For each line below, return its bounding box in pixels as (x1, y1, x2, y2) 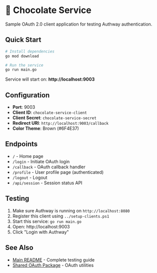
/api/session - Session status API (12, 180, 82, 186)
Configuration (5, 91, 50, 99)
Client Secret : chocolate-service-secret (12, 115, 96, 121)
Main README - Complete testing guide (12, 256, 95, 262)
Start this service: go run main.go (12, 218, 81, 224)
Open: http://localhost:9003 (12, 223, 70, 229)
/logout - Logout (12, 174, 47, 180)
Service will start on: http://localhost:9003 (5, 76, 95, 82)
